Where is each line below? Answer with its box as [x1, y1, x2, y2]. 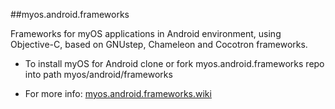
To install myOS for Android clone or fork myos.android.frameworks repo [24, 58, 325, 69]
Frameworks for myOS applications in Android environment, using [10, 28, 282, 39]
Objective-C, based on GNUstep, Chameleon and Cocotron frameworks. [10, 39, 308, 50]
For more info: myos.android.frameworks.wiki [24, 88, 212, 99]
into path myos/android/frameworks [24, 69, 173, 80]
